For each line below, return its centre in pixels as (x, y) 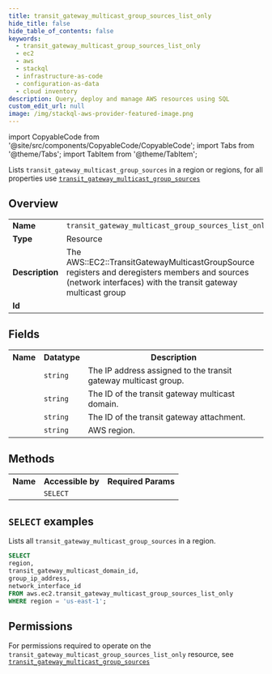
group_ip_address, (39, 578)
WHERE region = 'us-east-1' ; (57, 601)
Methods (32, 459)
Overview (34, 204)
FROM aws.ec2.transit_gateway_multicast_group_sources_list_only (121, 593)
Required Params (141, 481)
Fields (24, 334)
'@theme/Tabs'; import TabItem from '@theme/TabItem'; (103, 154)
